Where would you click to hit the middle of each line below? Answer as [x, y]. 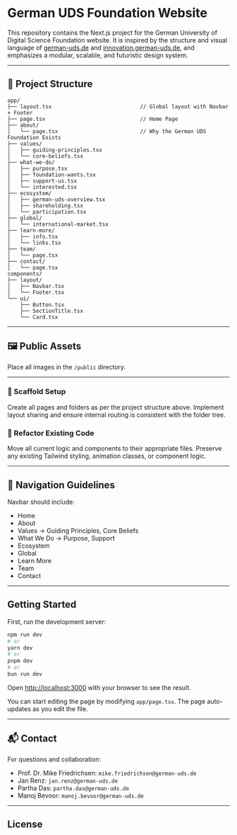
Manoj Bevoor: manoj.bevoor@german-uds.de [81, 795]
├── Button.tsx [42, 305]
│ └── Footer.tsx [36, 292]
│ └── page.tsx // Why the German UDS [107, 131]
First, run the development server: [57, 621]
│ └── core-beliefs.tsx [45, 156]
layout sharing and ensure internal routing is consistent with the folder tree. [116, 415]
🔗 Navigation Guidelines [61, 485]
